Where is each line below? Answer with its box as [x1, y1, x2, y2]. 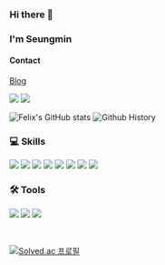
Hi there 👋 [9, 8, 54, 21]
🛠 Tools [9, 184, 46, 197]
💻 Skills [9, 135, 46, 148]
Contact [9, 55, 41, 66]
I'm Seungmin [9, 32, 73, 45]
